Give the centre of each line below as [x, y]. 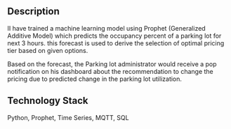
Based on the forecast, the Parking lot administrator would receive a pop [112, 64]
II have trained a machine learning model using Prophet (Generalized [106, 28]
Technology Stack [48, 101]
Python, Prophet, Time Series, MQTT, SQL [68, 117]
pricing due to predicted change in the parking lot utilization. [95, 79]
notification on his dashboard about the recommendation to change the [111, 71]
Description [33, 12]
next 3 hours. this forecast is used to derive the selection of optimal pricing [116, 43]
